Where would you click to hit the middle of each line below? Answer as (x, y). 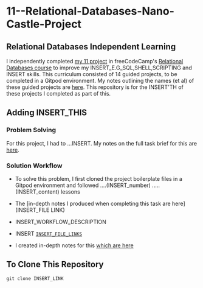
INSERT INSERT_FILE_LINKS (49, 233)
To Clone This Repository (55, 265)
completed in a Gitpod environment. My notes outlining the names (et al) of (100, 81)
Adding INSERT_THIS (46, 113)
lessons (70, 191)
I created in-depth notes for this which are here (74, 245)
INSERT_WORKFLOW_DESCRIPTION (60, 222)
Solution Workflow (34, 166)
